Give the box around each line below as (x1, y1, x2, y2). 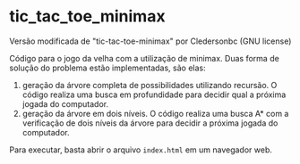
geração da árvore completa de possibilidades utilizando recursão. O (21, 79, 278, 90)
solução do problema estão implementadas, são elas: (9, 62, 206, 73)
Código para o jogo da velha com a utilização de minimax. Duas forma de (9, 53, 279, 63)
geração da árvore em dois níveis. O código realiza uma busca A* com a (21, 108, 289, 119)
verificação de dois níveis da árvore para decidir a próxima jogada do (21, 118, 279, 128)
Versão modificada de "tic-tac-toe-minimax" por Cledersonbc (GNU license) (9, 36, 292, 46)
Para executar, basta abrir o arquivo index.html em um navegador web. (9, 144, 273, 155)
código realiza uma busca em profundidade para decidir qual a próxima (21, 89, 287, 100)
